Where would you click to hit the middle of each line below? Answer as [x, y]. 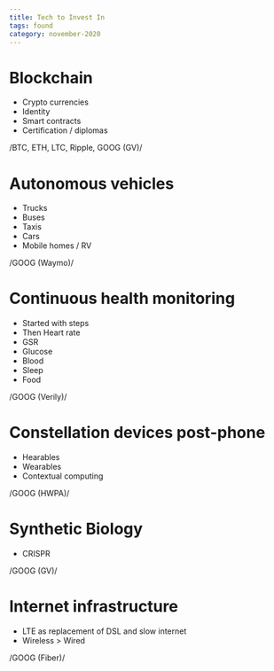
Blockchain [51, 78]
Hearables [41, 457]
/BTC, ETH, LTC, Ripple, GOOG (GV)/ [76, 148]
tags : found [31, 26]
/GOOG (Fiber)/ [37, 658]
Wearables [42, 467]
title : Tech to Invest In [57, 17]
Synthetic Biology [76, 529]
